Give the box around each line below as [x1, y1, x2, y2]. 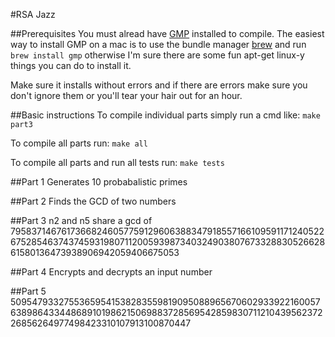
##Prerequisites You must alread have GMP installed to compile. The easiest [10, 28, 325, 39]
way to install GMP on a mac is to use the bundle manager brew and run [10, 39, 307, 50]
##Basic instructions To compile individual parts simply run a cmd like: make [10, 109, 321, 121]
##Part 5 [10, 285, 47, 297]
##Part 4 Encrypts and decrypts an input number [10, 266, 213, 278]
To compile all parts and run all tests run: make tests [10, 157, 225, 168]
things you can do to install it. [10, 60, 132, 71]
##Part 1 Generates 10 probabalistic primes [10, 176, 188, 188]
